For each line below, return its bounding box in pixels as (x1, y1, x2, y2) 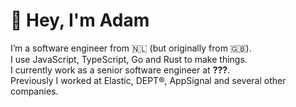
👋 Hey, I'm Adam (10, 9, 150, 32)
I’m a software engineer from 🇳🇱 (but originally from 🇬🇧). (10, 42, 252, 54)
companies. (10, 85, 59, 97)
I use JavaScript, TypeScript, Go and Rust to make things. (10, 53, 248, 65)
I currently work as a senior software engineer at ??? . (10, 64, 231, 76)
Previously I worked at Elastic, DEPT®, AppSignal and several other (10, 74, 287, 86)
